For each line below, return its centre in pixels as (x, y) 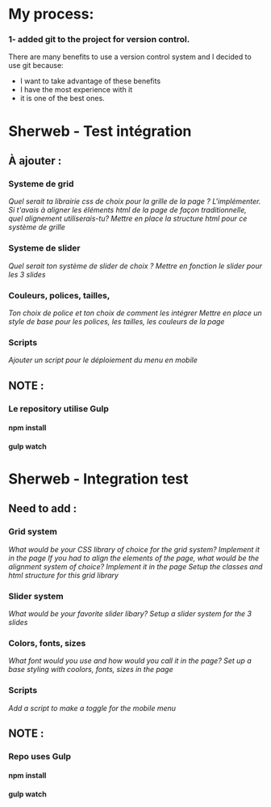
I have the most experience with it (76, 90)
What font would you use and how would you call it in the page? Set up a (130, 661)
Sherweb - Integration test (98, 479)
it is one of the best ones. (62, 99)
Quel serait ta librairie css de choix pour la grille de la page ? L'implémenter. (135, 201)
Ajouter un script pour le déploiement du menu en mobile (103, 360)
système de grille (37, 227)
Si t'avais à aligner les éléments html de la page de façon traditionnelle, (128, 210)
